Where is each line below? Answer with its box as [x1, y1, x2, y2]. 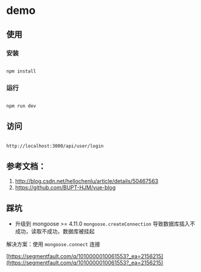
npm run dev [6, 103, 36, 109]
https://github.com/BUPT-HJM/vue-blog [14, 184, 116, 191]
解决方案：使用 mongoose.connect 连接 [6, 241, 101, 248]
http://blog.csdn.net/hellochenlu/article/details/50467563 [14, 178, 159, 185]
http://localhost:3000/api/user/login [6, 143, 104, 149]
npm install [6, 68, 36, 74]
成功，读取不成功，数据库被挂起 [14, 228, 95, 235]
